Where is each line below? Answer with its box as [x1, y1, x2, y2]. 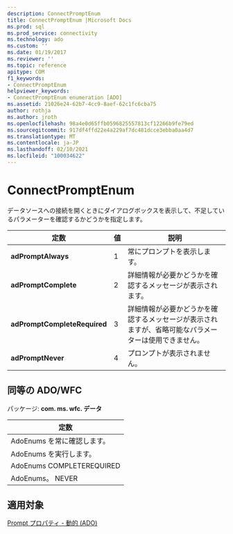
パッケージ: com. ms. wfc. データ [7, 404, 103, 412]
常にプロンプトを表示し [127, 246, 205, 256]
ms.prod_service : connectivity [7, 29, 98, 37]
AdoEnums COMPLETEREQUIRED [10, 460, 121, 470]
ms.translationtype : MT [7, 133, 76, 140]
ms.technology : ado [7, 36, 64, 43]
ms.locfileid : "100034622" [7, 152, 85, 160]
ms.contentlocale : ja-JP [7, 140, 79, 147]
